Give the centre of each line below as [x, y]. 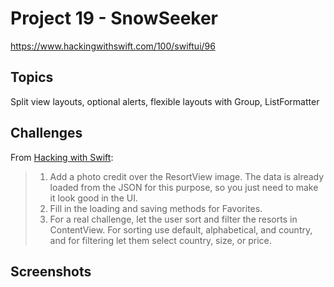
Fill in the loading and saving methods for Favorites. [156, 208]
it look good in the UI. [93, 198]
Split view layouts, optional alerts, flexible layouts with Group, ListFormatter [165, 101]
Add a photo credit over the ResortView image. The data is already [187, 176]
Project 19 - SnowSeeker [114, 18]
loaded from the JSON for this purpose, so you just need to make [184, 187]
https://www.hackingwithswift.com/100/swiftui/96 [113, 46]
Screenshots [51, 271]
